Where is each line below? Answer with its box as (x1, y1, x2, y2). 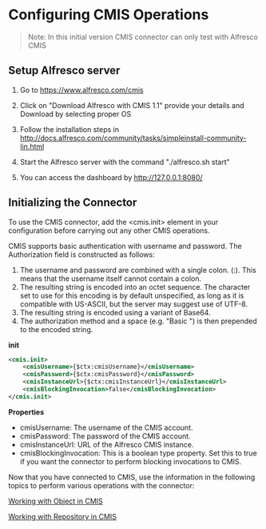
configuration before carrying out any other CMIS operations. (8, 226, 210, 235)
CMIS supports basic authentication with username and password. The (8, 241, 242, 250)
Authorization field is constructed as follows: (8, 250, 155, 259)
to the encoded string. (19, 324, 93, 334)
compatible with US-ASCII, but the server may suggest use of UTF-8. (19, 299, 248, 309)
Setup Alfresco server (8, 64, 121, 78)
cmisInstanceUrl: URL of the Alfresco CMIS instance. (19, 439, 194, 449)
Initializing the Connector (8, 196, 137, 210)
